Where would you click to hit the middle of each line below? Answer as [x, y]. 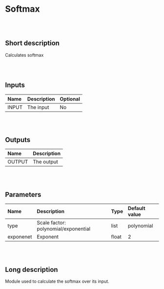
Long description [31, 270]
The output [45, 162]
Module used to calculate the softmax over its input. [57, 281]
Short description [32, 43]
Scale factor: [51, 223]
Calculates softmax [24, 55]
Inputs [15, 85]
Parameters [23, 194]
